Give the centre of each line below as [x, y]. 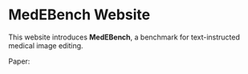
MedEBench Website [79, 15]
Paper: [19, 61]
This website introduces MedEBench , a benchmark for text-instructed [124, 37]
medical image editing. [46, 45]
